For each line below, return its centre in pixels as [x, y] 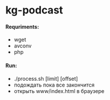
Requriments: [22, 26]
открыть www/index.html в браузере [59, 91]
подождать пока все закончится [54, 85]
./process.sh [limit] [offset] [46, 78]
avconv [23, 46]
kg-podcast [34, 10]
